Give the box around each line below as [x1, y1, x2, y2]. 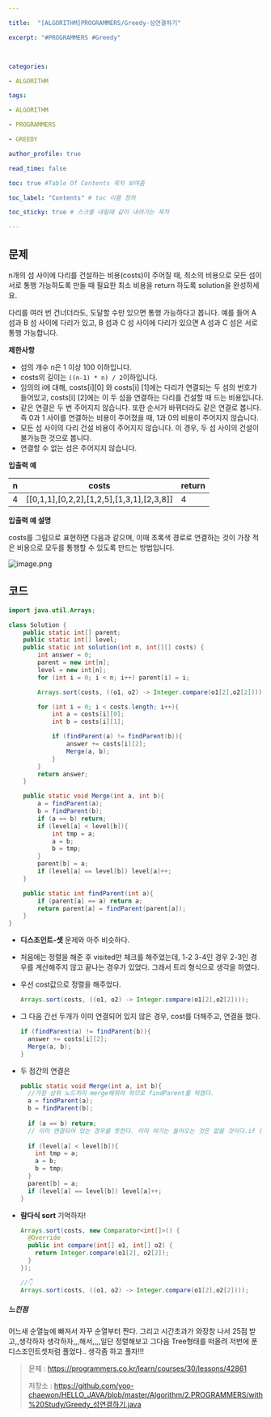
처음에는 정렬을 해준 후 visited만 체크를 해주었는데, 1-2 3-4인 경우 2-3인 [19, 952, 249, 962]
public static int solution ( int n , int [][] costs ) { [23, 644, 205, 652]
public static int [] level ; [23, 636, 117, 644]
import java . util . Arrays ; [8, 606, 95, 615]
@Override [28, 1234, 61, 1242]
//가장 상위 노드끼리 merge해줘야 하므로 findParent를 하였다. [28, 1089, 214, 1098]
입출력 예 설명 [8, 515, 51, 525]
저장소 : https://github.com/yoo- [28, 1381, 135, 1391]
